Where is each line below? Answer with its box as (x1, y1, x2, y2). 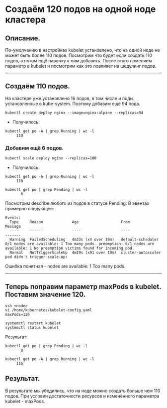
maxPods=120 (5, 312, 30, 317)
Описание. (5, 34, 41, 42)
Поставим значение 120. (5, 290, 86, 298)
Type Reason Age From (9, 220, 130, 225)
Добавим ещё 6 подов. (5, 144, 64, 151)
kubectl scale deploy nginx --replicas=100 (5, 156, 97, 161)
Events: (5, 215, 21, 220)
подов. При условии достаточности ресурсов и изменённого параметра (5, 393, 160, 399)
